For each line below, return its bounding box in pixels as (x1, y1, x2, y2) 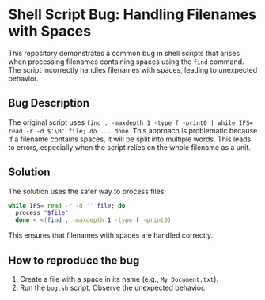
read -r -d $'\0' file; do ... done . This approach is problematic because (8, 126, 258, 135)
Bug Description (8, 96, 89, 110)
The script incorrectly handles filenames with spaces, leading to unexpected (8, 65, 258, 74)
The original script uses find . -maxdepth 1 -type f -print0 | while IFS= (8, 117, 253, 127)
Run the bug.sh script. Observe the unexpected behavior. (19, 283, 206, 292)
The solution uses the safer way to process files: (8, 186, 167, 196)
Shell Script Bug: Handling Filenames (8, 6, 257, 24)
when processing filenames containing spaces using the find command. (8, 57, 244, 66)
